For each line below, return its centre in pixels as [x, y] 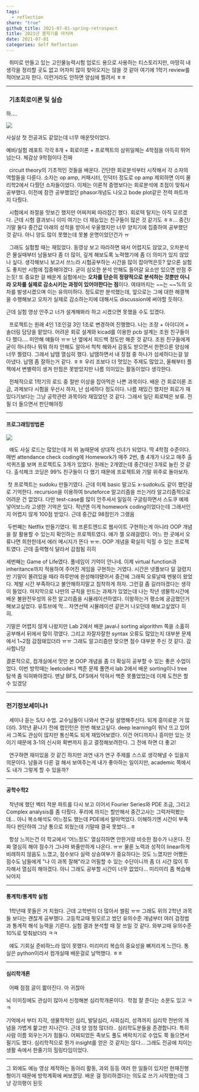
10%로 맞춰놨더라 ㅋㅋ [32, 933]
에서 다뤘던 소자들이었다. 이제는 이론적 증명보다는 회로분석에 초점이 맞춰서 [104, 185]
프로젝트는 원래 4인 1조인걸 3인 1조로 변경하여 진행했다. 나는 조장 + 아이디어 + [99, 325]
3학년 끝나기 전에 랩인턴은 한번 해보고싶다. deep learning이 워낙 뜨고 [99, 727]
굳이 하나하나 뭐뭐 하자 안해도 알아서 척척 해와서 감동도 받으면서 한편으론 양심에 [98, 347]
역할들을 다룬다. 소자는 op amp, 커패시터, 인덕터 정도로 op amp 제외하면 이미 [95, 178]
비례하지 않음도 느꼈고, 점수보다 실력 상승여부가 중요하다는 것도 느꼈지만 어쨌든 [97, 854]
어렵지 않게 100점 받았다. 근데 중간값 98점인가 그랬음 [73, 514]
